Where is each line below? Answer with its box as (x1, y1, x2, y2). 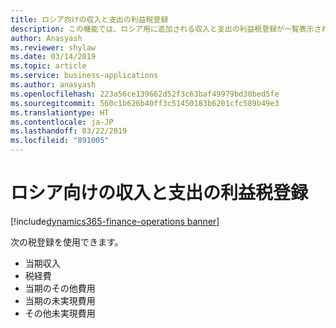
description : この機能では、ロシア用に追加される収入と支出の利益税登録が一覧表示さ (10, 24, 322, 34)
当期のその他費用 (24, 282, 96, 294)
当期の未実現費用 (24, 294, 96, 306)
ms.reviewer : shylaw (10, 42, 97, 53)
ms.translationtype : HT (10, 107, 110, 118)
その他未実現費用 (24, 307, 96, 319)
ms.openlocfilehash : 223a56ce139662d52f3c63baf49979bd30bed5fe (10, 89, 280, 99)
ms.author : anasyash (10, 80, 97, 90)
